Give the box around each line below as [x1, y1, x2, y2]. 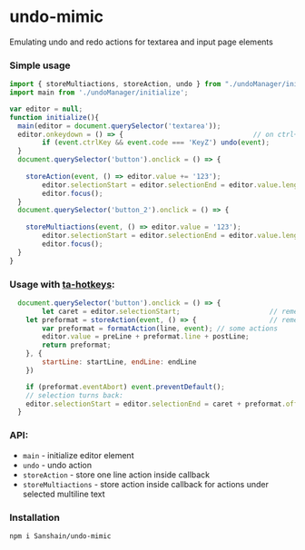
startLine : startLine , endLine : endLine [42, 358, 197, 367]
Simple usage [9, 59, 71, 72]
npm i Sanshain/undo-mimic [9, 531, 112, 541]
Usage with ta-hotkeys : [9, 278, 115, 290]
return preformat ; [42, 340, 112, 350]
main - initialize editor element [22, 449, 134, 460]
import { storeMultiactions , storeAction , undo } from [9, 80, 221, 89]
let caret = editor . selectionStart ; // [42, 307, 279, 316]
